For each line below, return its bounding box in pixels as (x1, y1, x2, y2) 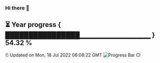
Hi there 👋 (5, 4, 30, 11)
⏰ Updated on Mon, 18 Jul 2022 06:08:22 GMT (5, 52, 102, 58)
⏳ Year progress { (5, 20, 61, 29)
